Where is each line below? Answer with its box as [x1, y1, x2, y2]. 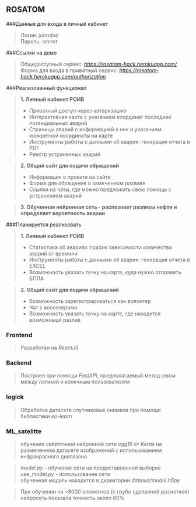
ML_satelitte [6, 427, 42, 435]
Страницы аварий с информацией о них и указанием [29, 125, 162, 132]
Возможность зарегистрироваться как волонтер [29, 297, 152, 304]
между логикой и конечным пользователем [20, 378, 130, 386]
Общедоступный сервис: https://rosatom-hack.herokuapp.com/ [20, 60, 177, 67]
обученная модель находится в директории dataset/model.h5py [20, 477, 180, 484]
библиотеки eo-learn [20, 413, 72, 420]
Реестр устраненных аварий [29, 151, 101, 158]
